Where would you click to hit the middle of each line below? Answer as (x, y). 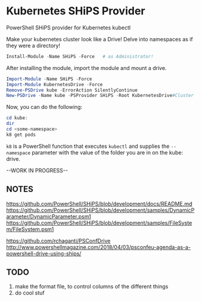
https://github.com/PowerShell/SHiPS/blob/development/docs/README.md (99, 203)
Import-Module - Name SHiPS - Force (49, 79)
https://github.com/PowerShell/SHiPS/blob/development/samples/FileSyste (99, 223)
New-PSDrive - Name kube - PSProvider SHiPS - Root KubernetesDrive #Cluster (100, 96)
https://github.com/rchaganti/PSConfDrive (58, 241)
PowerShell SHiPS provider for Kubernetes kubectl (68, 28)
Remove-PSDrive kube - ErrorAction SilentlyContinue (72, 90)
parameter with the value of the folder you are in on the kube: (108, 152)
